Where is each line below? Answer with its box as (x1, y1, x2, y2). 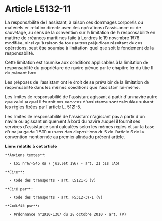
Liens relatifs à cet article (5, 143, 57, 149)
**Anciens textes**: (5, 152, 47, 158)
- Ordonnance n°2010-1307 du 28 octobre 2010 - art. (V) (9, 212, 127, 217)
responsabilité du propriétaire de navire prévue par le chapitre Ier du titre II (5, 64, 154, 71)
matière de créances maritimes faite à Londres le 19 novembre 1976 (5, 35, 140, 41)
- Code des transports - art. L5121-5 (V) (9, 178, 96, 183)
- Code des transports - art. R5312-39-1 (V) (9, 195, 103, 200)
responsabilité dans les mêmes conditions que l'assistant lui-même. (5, 84, 140, 90)
